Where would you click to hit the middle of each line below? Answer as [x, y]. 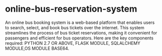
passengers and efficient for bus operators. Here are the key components [79, 38]
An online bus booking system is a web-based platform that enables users [80, 22]
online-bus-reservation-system [71, 9]
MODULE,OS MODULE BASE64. [37, 48]
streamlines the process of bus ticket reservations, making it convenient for [81, 33]
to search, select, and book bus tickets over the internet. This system [75, 27]
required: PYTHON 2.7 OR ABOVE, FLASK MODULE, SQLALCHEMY [73, 43]
